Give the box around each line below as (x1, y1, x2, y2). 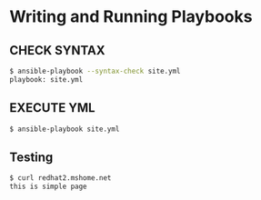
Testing (9, 149, 54, 165)
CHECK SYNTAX (9, 43, 106, 58)
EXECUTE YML (9, 100, 95, 115)
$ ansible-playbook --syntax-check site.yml (9, 66, 181, 75)
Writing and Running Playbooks (9, 6, 253, 27)
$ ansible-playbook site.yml (9, 125, 120, 134)
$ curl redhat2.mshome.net (9, 174, 112, 183)
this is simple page (9, 182, 88, 192)
